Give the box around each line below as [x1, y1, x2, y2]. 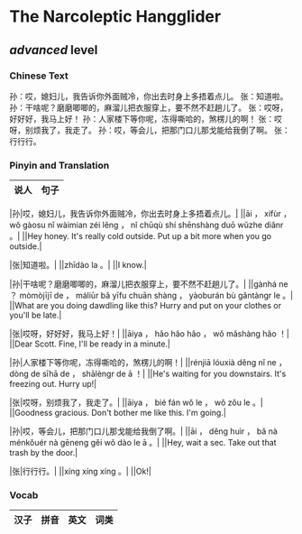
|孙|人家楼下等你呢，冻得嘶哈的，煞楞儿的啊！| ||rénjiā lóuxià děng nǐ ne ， [9, 357, 287, 368]
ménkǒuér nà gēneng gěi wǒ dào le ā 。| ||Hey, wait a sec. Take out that [9, 437, 277, 448]
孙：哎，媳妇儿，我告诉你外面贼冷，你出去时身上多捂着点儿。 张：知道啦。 [9, 90, 288, 101]
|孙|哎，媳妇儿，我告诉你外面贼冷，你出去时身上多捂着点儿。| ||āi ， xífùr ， [9, 208, 292, 219]
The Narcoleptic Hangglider [9, 6, 222, 27]
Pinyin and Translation [9, 159, 110, 171]
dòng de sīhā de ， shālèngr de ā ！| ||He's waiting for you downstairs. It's [9, 368, 287, 380]
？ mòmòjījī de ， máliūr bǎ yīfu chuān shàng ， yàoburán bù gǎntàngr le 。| [9, 290, 294, 301]
